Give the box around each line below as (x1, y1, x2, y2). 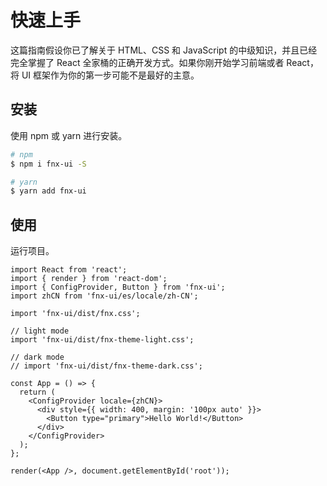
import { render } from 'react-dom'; (10, 274, 168, 284)
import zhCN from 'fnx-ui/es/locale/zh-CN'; (10, 291, 199, 301)
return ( (19, 387, 56, 398)
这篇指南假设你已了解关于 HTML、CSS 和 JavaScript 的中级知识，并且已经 (10, 44, 318, 56)
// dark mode (10, 352, 65, 363)
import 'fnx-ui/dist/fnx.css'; (10, 309, 141, 319)
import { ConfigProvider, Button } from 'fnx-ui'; (10, 282, 226, 293)
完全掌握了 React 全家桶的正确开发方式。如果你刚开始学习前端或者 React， (10, 56, 319, 68)
